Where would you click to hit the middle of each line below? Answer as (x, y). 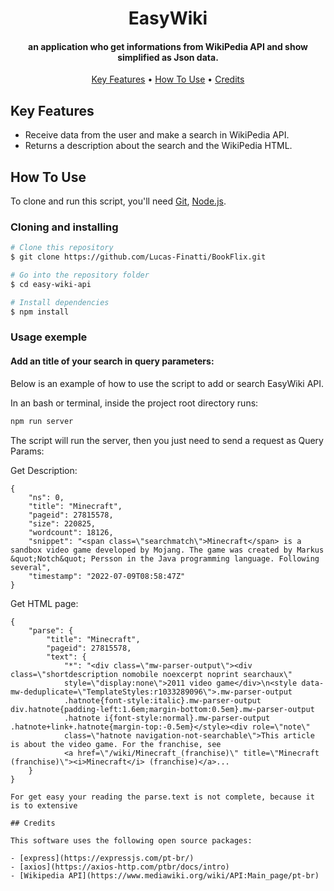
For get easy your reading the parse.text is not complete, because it (162, 797)
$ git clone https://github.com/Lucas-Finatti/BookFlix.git (138, 257)
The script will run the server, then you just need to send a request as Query (167, 440)
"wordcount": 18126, (71, 532)
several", (31, 567)
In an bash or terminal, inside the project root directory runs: (134, 403)
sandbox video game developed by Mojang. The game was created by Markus (167, 550)
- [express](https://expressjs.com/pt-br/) (102, 858)
